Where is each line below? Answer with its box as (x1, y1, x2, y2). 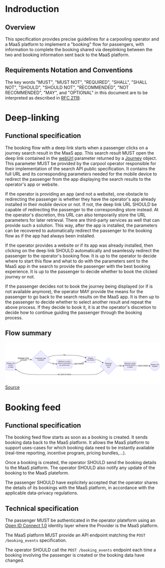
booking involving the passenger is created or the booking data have (5, 552, 145, 558)
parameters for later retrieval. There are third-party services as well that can (5, 217, 160, 223)
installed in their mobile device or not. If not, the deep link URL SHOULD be (5, 201, 157, 207)
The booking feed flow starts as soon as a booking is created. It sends (5, 434, 148, 440)
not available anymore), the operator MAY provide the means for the (5, 288, 143, 294)
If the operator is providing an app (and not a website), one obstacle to (5, 191, 149, 197)
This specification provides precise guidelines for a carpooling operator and (5, 36, 159, 42)
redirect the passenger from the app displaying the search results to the (5, 176, 151, 182)
